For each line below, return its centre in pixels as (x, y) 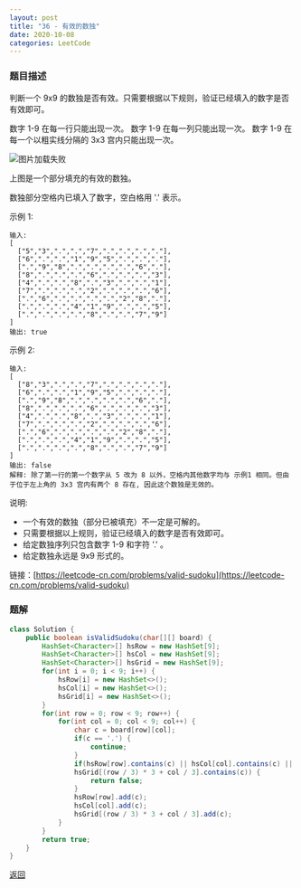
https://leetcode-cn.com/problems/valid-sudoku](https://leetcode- (160, 574)
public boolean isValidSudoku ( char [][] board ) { (119, 638)
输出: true (28, 332)
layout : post (34, 18)
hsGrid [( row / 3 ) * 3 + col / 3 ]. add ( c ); (153, 815)
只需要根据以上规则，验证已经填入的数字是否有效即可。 (125, 533)
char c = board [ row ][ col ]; (125, 730)
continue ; (108, 747)
